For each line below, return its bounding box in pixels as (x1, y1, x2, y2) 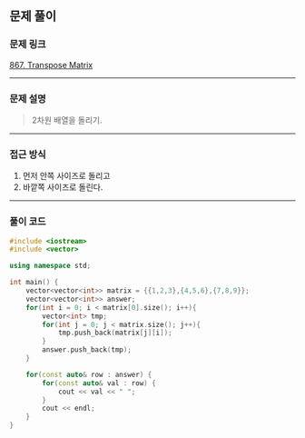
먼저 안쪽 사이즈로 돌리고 (22, 171, 111, 182)
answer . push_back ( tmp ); (42, 345, 132, 354)
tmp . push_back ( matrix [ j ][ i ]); (57, 328, 172, 338)
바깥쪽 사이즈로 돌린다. (22, 182, 103, 193)
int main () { (9, 278, 59, 287)
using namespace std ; (9, 262, 92, 271)
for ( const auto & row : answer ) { (25, 370, 152, 379)
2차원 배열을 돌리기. (31, 114, 103, 125)
